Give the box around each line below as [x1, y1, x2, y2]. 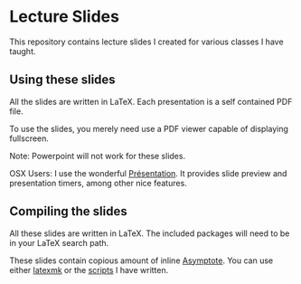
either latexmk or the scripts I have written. [9, 264, 169, 275]
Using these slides [9, 72, 116, 88]
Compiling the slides [9, 204, 128, 219]
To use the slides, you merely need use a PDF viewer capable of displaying [9, 123, 289, 134]
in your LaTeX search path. [9, 237, 109, 248]
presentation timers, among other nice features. [9, 177, 187, 188]
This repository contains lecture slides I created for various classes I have [9, 36, 284, 47]
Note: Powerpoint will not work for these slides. [9, 150, 186, 161]
